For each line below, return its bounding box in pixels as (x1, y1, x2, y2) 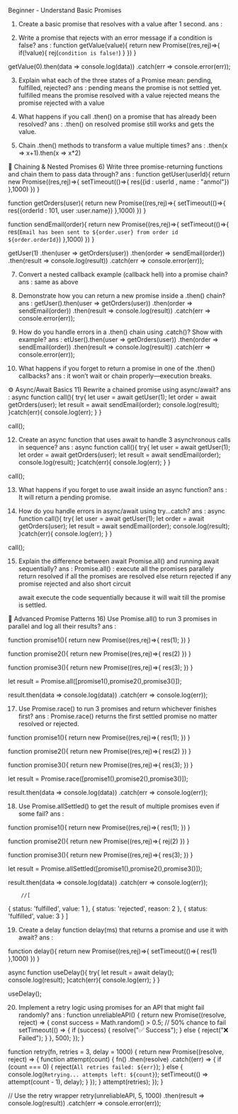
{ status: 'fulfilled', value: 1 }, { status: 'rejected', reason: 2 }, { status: (8, 904, 208, 913)
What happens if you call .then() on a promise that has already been (18, 113, 217, 121)
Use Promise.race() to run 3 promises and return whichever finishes (18, 705, 217, 713)
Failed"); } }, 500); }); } (18, 1034, 84, 1042)
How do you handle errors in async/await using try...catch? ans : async (18, 507, 226, 515)
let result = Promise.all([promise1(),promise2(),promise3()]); (8, 677, 182, 685)
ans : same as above (18, 278, 79, 286)
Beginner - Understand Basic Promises (8, 6, 122, 14)
